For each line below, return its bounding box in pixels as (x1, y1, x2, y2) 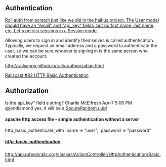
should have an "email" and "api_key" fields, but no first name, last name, (5, 22, 155, 28)
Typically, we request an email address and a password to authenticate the (5, 42, 158, 49)
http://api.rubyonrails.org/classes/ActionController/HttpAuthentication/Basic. (5, 151, 161, 157)
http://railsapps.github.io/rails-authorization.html (5, 62, 104, 68)
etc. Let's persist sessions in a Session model (5, 27, 98, 34)
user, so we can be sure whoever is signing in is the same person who (5, 48, 148, 54)
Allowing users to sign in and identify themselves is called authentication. (5, 37, 155, 43)
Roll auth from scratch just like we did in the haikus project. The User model (5, 17, 159, 23)
